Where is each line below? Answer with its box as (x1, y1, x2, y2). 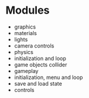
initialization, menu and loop (14, 74, 83, 81)
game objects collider (14, 61, 68, 68)
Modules (5, 4, 50, 17)
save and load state (14, 80, 62, 87)
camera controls (14, 42, 55, 49)
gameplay (14, 67, 39, 74)
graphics (14, 23, 36, 30)
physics (14, 48, 34, 55)
